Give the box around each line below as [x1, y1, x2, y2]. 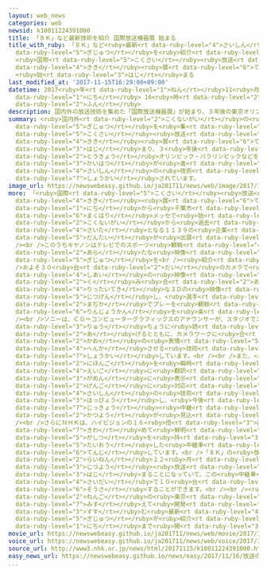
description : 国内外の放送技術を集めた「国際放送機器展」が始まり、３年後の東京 [8, 108, 244, 116]
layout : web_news [8, 11, 66, 20]
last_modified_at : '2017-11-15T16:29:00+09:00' [8, 78, 169, 86]
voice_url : [8, 537, 44, 545]
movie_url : [8, 530, 44, 538]
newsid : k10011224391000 [8, 26, 91, 34]
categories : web [8, 19, 62, 27]
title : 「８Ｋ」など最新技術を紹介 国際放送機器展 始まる [8, 33, 176, 42]
